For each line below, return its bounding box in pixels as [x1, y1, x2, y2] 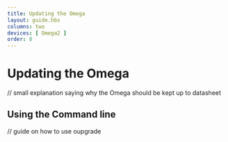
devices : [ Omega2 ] [7, 29, 67, 37]
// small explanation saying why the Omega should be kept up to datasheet [7, 89, 221, 97]
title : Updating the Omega [7, 10, 85, 17]
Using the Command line [7, 109, 116, 121]
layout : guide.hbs [7, 17, 60, 24]
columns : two [7, 23, 45, 30]
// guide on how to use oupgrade [7, 127, 101, 135]
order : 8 [7, 36, 33, 43]
